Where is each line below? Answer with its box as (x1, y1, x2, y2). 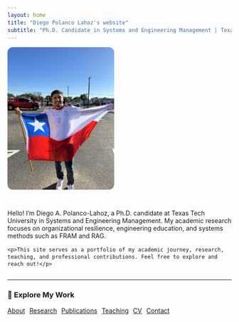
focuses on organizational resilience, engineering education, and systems (7, 224, 223, 233)
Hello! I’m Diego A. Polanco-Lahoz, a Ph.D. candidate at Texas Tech (7, 209, 205, 217)
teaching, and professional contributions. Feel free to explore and (7, 254, 218, 261)
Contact (146, 306, 170, 315)
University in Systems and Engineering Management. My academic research (7, 217, 232, 225)
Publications (61, 306, 97, 315)
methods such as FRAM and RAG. (7, 232, 107, 240)
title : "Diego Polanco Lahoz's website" (7, 19, 129, 26)
